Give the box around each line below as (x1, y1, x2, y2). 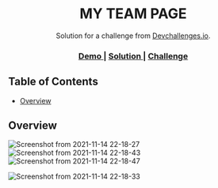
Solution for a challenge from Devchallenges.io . (55, 31, 211, 40)
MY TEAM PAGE (78, 5, 188, 23)
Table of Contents (8, 75, 99, 88)
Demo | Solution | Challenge (78, 51, 189, 62)
